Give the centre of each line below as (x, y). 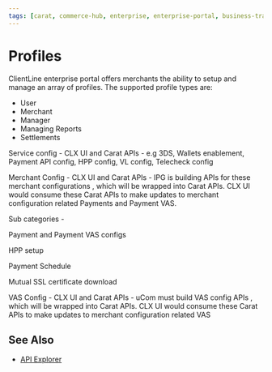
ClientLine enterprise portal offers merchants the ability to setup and (123, 79)
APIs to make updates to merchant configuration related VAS (110, 314)
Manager (35, 120)
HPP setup (26, 250)
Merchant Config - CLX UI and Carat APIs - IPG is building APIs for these (130, 177)
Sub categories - (36, 219)
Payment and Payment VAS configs (68, 234)
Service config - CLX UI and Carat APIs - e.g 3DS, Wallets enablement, (127, 153)
